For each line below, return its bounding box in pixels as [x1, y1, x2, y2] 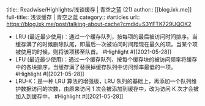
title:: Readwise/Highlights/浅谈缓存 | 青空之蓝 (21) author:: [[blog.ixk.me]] [6, 6, 192, 13]
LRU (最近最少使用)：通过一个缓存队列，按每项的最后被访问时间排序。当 [15, 33, 198, 40]
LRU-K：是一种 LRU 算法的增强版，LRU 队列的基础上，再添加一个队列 [15, 77, 192, 85]
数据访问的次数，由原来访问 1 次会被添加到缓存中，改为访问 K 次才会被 [20, 85, 199, 92]
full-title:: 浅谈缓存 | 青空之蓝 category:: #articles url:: [6, 13, 140, 21]
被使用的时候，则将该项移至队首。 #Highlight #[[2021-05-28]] [15, 48, 172, 55]
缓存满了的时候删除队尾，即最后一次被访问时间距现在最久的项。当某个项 [15, 41, 198, 48]
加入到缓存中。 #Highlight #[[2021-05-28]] [15, 93, 124, 100]
